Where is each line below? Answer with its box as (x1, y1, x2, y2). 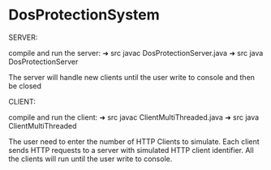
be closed (8, 81, 42, 91)
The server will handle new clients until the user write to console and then (8, 72, 256, 82)
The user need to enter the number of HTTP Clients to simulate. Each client (8, 136, 260, 147)
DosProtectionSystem (8, 6, 160, 24)
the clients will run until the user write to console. (8, 154, 173, 164)
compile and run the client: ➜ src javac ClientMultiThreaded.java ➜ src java (8, 112, 260, 122)
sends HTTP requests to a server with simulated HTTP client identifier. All (8, 145, 254, 155)
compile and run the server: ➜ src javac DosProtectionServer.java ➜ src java (8, 48, 264, 57)
